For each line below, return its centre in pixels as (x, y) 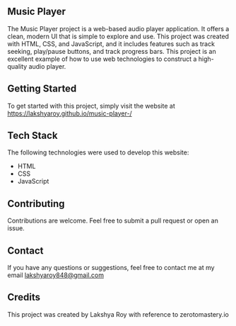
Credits (24, 297)
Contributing (36, 204)
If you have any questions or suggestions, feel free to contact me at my (111, 268)
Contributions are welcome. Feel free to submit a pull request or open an (113, 221)
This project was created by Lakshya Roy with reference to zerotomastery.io (118, 314)
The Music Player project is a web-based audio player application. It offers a (118, 28)
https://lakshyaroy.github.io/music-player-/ (70, 113)
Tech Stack (33, 136)
